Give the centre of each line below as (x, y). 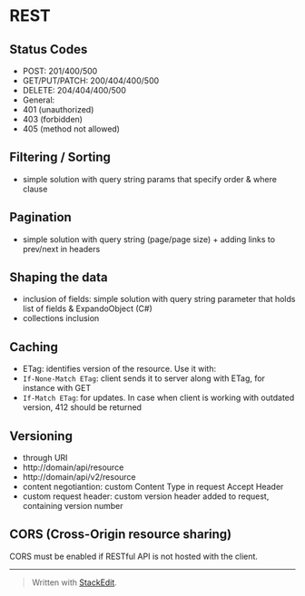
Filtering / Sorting (60, 157)
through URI (45, 458)
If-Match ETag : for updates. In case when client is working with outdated (158, 398)
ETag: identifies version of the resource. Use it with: (119, 369)
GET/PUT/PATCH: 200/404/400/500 (91, 81)
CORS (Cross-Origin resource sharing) (121, 535)
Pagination (41, 217)
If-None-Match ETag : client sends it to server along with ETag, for (144, 378)
